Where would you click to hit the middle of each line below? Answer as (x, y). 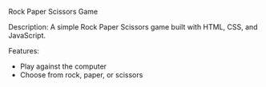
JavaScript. (27, 36)
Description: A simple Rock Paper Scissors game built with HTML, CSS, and (133, 27)
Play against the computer (63, 66)
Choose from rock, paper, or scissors (81, 75)
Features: (24, 51)
